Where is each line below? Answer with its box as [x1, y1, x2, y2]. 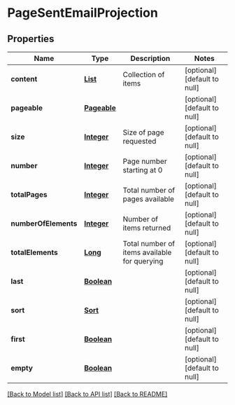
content [10, 74, 38, 83]
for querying [122, 256, 164, 266]
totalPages [10, 190, 48, 199]
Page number [122, 156, 167, 166]
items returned [122, 223, 171, 233]
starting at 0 [122, 165, 163, 174]
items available [122, 247, 172, 257]
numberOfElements [10, 219, 78, 228]
